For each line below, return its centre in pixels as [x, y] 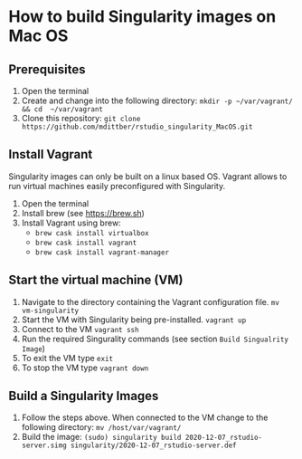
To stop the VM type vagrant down [85, 368]
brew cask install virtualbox [92, 233]
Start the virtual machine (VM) [96, 280]
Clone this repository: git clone [81, 118]
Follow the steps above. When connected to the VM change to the [145, 417]
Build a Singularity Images [84, 396]
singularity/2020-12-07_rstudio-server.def [153, 445]
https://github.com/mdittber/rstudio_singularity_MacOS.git [137, 127]
